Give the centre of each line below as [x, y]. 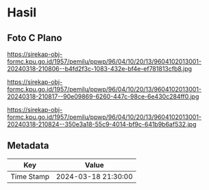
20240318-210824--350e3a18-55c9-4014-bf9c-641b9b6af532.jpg [102, 124]
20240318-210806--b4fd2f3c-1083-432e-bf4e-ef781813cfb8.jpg [100, 69]
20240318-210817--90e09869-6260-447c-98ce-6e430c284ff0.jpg [103, 96]
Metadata [28, 146]
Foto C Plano [35, 38]
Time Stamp [30, 176]
